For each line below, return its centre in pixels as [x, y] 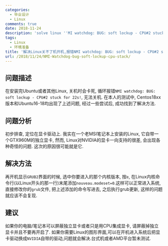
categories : [17, 10]
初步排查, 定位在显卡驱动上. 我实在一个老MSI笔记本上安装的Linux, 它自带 [80, 134]
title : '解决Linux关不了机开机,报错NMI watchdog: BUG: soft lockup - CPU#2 [82, 52]
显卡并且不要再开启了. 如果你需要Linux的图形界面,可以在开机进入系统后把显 [83, 232]
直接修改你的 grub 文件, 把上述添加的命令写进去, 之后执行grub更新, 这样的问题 [84, 189]
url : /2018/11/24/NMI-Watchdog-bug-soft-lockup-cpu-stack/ [68, 56]
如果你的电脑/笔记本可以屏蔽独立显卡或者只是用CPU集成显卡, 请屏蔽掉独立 [82, 225]
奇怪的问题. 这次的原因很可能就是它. [46, 146]
